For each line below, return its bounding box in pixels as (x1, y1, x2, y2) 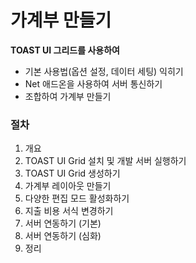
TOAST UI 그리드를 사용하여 (10, 44, 120, 56)
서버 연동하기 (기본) (24, 217, 102, 230)
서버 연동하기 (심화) (24, 230, 102, 242)
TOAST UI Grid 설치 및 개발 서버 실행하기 (24, 155, 187, 167)
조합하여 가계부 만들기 (24, 90, 112, 102)
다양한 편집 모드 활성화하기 (24, 192, 130, 205)
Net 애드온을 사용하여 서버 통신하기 (24, 77, 163, 90)
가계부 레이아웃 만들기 (24, 180, 112, 192)
